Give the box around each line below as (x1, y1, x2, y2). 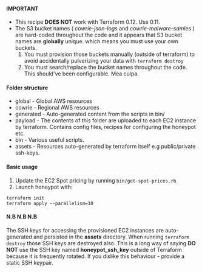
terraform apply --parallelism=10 (6, 200, 94, 206)
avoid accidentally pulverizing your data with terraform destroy (24, 57, 184, 65)
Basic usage (6, 163, 38, 170)
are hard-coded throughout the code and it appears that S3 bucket (15, 31, 183, 39)
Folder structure (6, 84, 49, 91)
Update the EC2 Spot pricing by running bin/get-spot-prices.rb (15, 176, 177, 184)
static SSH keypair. (6, 259, 53, 266)
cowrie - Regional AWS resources (15, 104, 99, 111)
